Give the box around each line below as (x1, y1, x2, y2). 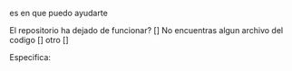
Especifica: (9, 52, 52, 62)
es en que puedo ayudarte (9, 8, 109, 18)
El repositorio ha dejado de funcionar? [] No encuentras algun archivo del (9, 25, 284, 35)
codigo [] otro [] (9, 35, 69, 45)
